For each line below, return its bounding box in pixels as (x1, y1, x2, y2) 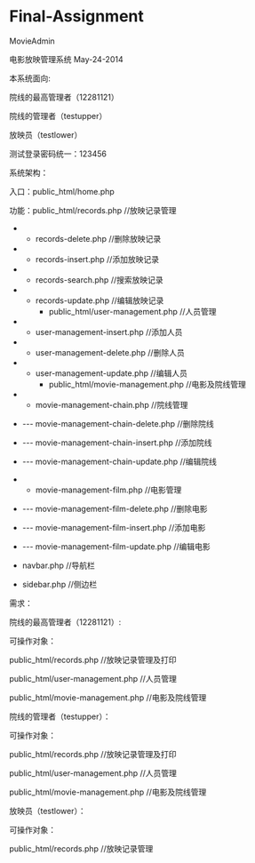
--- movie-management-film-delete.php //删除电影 (21, 503, 208, 514)
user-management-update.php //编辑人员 (35, 367, 188, 379)
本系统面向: (9, 73, 52, 84)
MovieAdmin (9, 36, 55, 46)
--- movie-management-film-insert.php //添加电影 (21, 522, 206, 532)
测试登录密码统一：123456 (9, 148, 107, 159)
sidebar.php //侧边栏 (21, 579, 98, 589)
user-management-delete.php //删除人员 (35, 347, 185, 357)
